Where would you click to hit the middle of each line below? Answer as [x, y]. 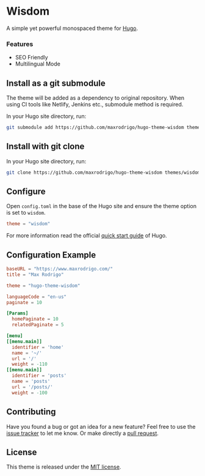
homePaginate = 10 [35, 319]
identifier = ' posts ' [39, 376]
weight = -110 [30, 364]
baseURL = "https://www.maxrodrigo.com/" [60, 269]
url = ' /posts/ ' [32, 387]
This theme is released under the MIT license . [64, 467]
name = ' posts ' [31, 381]
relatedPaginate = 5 [38, 325]
